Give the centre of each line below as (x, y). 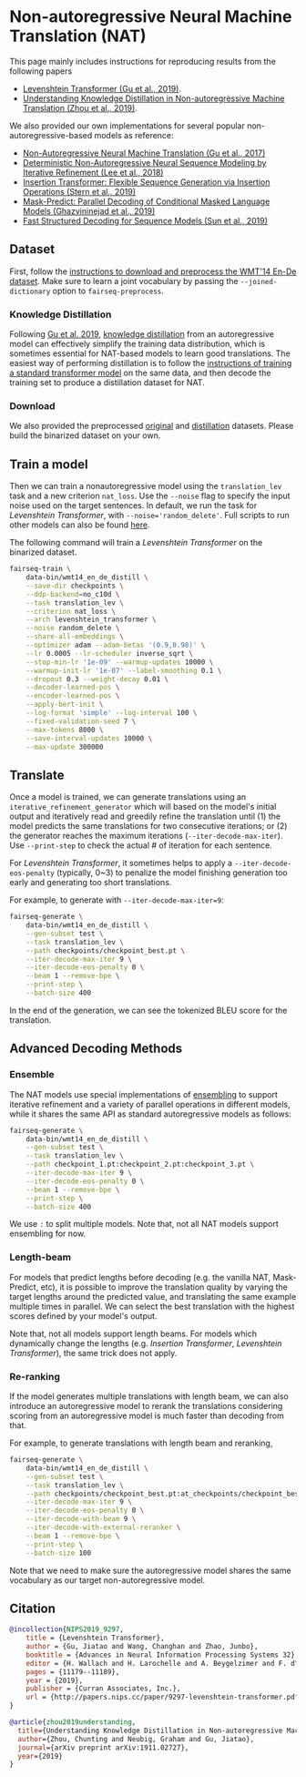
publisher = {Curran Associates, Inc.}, (103, 1689)
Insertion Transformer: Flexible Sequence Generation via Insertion (146, 182)
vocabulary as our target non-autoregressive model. (107, 1580)
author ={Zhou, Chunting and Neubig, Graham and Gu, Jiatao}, (136, 1739)
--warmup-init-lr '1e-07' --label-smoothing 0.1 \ (124, 670)
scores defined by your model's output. (83, 1316)
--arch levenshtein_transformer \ (91, 620)
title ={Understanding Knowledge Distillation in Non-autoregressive (150, 1731)
